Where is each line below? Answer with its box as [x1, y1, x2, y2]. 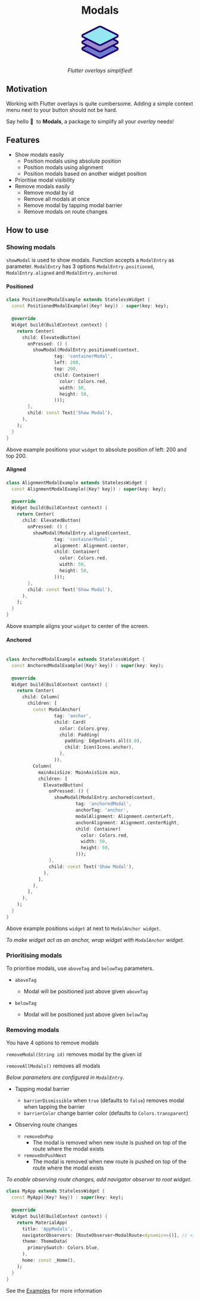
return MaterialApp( [17, 1220, 68, 1226]
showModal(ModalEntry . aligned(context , [32, 530, 132, 536]
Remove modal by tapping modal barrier [23, 201, 123, 209]
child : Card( [54, 719, 86, 725]
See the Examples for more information [6, 1287, 102, 1294]
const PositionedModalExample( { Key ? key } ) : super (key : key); [11, 303, 169, 309]
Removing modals [6, 1026, 60, 1034]
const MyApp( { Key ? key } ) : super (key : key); [11, 1195, 124, 1201]
